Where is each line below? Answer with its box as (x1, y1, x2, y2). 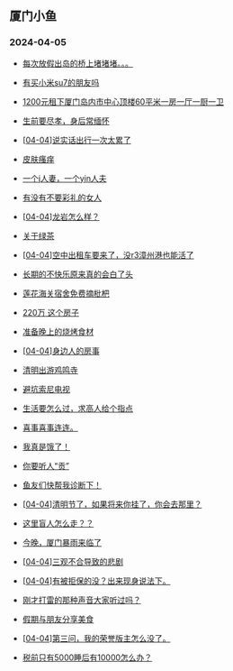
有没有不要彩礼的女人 (22, 192, 102, 203)
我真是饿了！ (22, 441, 70, 452)
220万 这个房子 (22, 307, 79, 317)
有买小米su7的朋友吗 (22, 77, 100, 87)
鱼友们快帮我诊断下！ (22, 479, 102, 490)
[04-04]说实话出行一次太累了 (22, 134, 132, 145)
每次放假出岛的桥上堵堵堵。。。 (22, 58, 133, 69)
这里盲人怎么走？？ (22, 518, 94, 529)
